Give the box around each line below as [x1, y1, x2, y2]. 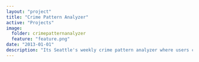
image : [6, 25, 23, 31]
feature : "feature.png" [11, 36, 70, 42]
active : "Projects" [6, 19, 54, 25]
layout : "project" [6, 8, 52, 15]
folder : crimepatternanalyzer [11, 31, 86, 37]
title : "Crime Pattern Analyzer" [6, 14, 89, 20]
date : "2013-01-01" [6, 42, 54, 48]
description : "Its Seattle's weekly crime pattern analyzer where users [6, 47, 190, 53]
